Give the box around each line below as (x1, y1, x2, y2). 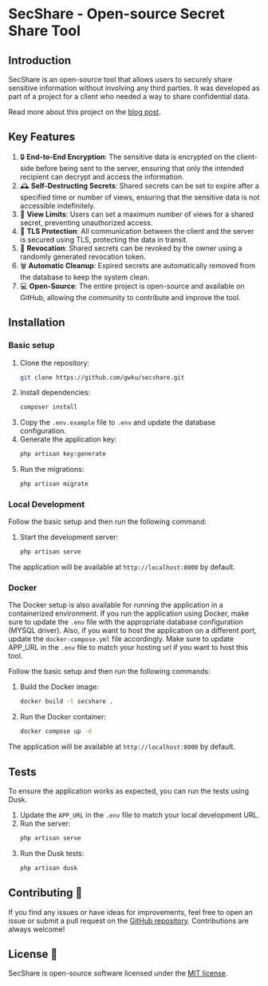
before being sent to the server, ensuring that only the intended (35, 163, 245, 172)
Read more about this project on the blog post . (8, 107, 161, 117)
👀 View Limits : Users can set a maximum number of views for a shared (19, 209, 254, 219)
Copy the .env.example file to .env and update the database (19, 418, 216, 427)
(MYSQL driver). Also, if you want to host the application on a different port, (8, 626, 257, 636)
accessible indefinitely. (19, 200, 96, 210)
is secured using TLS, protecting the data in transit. (19, 235, 189, 244)
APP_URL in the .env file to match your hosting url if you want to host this (8, 643, 249, 652)
